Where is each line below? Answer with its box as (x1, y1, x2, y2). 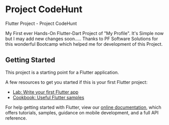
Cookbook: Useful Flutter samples (12, 94, 84, 100)
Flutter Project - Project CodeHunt (5, 20, 77, 26)
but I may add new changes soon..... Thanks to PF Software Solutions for (5, 36, 158, 42)
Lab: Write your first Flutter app (12, 89, 79, 95)
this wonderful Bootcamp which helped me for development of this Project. (5, 41, 163, 47)
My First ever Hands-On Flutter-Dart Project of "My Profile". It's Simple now (5, 30, 164, 36)
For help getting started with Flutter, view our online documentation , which (5, 104, 162, 110)
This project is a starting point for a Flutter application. (5, 69, 119, 75)
